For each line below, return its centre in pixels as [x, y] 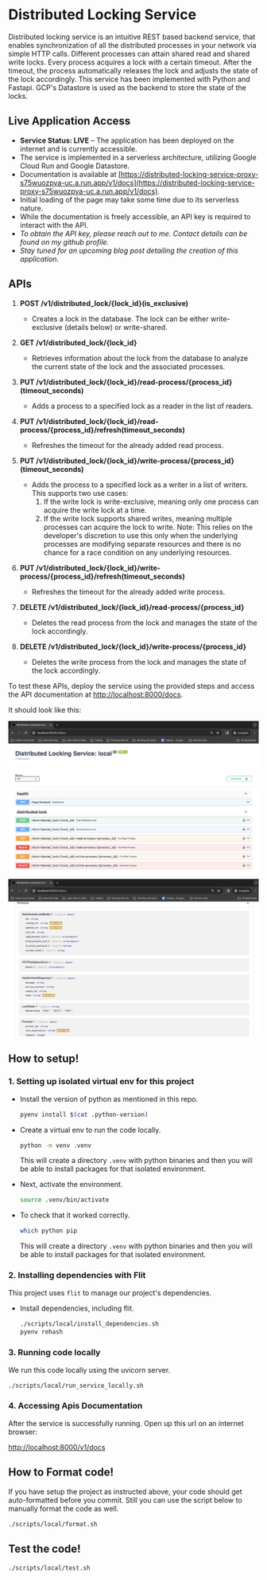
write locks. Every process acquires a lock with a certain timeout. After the [130, 62]
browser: [23, 1432]
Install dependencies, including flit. [77, 1308]
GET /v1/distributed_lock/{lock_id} [78, 342]
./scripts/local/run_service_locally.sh [76, 1385]
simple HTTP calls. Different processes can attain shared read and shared [129, 53]
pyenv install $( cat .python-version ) [84, 1114]
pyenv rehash [41, 1332]
